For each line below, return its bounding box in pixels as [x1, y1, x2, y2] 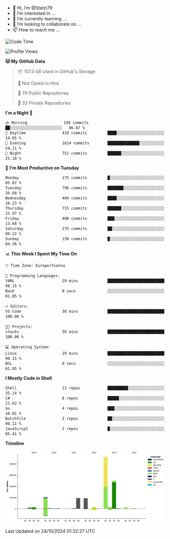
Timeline [5, 440, 24, 446]
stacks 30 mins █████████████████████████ [5, 329, 165, 334]
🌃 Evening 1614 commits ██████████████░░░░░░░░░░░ [5, 140, 165, 146]
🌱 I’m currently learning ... [12, 16, 67, 21]
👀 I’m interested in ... [12, 10, 56, 16]
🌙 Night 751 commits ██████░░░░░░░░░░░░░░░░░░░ [5, 151, 165, 156]
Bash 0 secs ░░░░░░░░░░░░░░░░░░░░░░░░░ [5, 289, 165, 294]
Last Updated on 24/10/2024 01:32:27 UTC [5, 528, 95, 534]
